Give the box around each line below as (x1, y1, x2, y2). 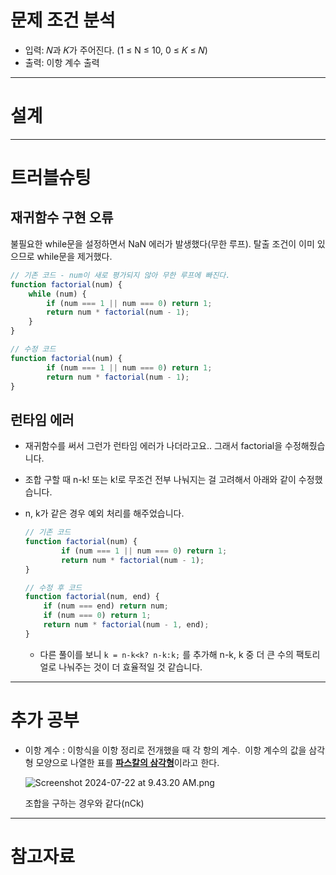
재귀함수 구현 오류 (10, 209, 114, 226)
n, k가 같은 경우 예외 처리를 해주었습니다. (24, 507, 185, 520)
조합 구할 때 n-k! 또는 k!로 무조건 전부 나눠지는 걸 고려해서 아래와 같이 (24, 474, 297, 486)
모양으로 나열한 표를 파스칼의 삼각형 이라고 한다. (35, 756, 220, 768)
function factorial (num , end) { (24, 592, 160, 602)
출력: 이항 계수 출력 (24, 56, 100, 68)
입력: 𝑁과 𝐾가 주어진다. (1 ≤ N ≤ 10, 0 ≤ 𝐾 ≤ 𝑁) (24, 44, 208, 56)
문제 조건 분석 (10, 9, 116, 32)
